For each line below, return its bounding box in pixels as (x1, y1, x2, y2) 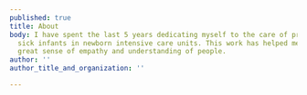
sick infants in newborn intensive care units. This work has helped (17, 38, 288, 48)
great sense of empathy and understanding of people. (17, 47, 227, 56)
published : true (9, 13, 71, 23)
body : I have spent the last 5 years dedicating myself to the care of (9, 30, 288, 39)
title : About (9, 22, 59, 31)
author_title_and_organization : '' (9, 64, 145, 73)
